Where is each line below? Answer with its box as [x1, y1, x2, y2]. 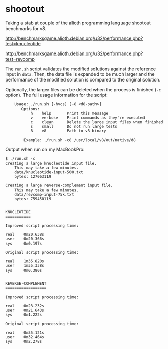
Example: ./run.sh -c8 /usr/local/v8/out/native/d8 [23, 137, 136, 143]
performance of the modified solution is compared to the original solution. [5, 76, 161, 83]
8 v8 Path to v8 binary [30, 128, 106, 133]
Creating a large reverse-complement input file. [5, 183, 113, 188]
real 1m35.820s [5, 258, 44, 264]
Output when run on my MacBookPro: [5, 146, 85, 152]
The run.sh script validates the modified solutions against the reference [5, 66, 156, 72]
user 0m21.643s [5, 308, 44, 313]
